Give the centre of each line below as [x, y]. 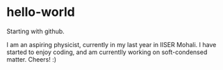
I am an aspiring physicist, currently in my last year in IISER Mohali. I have [111, 44]
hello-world [41, 12]
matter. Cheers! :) [32, 59]
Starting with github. [36, 31]
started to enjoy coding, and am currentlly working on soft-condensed [107, 52]
